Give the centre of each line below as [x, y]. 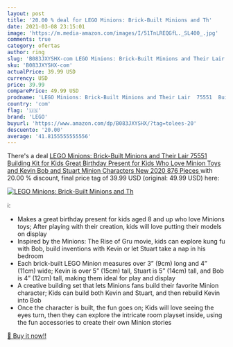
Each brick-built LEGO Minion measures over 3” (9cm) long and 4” [112, 264]
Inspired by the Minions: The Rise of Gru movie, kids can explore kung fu [121, 242]
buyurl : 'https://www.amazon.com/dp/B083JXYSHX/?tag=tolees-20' [102, 123]
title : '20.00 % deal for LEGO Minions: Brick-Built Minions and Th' [110, 20]
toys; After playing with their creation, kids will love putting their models [119, 227]
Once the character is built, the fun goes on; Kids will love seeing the [115, 308]
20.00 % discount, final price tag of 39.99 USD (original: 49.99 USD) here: [113, 178]
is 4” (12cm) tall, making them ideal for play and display [96, 278]
